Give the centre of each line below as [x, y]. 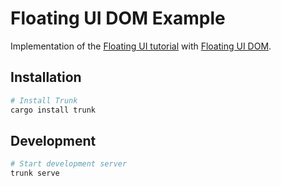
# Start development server [69, 164]
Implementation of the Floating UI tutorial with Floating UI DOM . [141, 46]
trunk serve [35, 173]
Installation [46, 77]
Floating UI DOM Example [118, 18]
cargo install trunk [53, 110]
